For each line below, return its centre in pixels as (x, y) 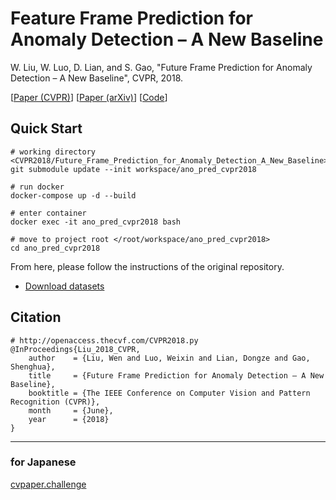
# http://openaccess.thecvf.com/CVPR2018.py (104, 340)
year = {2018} (69, 419)
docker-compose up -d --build (73, 195)
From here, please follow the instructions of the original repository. (147, 266)
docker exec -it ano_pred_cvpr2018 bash (96, 222)
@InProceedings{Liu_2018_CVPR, (75, 349)
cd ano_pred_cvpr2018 (55, 248)
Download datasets (64, 286)
